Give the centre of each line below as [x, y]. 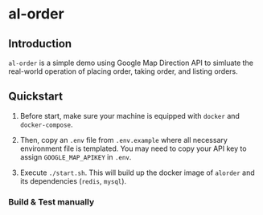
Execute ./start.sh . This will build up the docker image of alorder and [137, 172]
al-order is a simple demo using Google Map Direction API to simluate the [131, 63]
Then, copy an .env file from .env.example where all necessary [123, 140]
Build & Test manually [51, 201]
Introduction [40, 44]
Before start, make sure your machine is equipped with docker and [129, 116]
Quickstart [36, 97]
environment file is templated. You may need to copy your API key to [133, 148]
